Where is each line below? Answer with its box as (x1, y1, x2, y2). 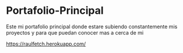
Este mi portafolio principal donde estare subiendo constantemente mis (6, 23, 178, 30)
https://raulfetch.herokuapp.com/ (6, 40, 86, 47)
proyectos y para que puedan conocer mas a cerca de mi (6, 29, 144, 36)
